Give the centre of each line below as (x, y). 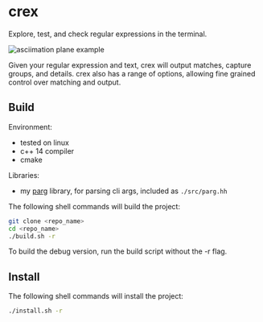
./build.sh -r (32, 236)
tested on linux (45, 142)
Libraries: (24, 175)
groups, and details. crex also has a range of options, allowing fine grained (132, 73)
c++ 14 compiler (47, 151)
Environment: (30, 126)
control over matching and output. (65, 82)
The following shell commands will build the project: (95, 206)
